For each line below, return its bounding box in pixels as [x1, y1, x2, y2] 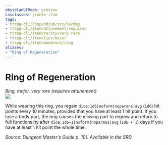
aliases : [5, 45, 24, 50]
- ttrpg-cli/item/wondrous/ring [5, 40, 73, 45]
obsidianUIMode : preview [5, 7, 58, 13]
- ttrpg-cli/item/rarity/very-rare [5, 31, 80, 36]
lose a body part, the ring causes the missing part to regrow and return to [5, 114, 158, 120]
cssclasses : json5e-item [5, 12, 58, 17]
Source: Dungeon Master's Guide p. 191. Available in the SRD [5, 134, 132, 140]
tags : [5, 17, 17, 22]
